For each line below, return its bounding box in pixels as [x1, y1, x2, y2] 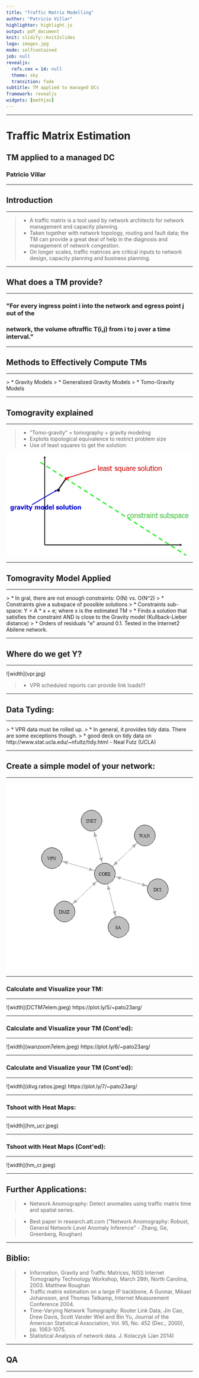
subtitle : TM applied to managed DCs [6, 85, 99, 91]
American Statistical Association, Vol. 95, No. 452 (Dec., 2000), [29, 1319, 185, 1326]
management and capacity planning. [29, 223, 119, 230]
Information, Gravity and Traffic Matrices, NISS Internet [29, 1269, 165, 1276]
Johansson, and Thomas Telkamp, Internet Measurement [29, 1294, 169, 1301]
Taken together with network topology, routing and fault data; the [29, 229, 189, 236]
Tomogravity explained [6, 407, 94, 418]
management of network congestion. [29, 242, 120, 249]
